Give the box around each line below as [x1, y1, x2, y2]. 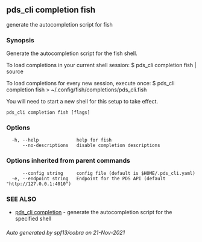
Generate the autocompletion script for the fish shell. [6, 50, 137, 57]
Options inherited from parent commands [6, 157, 131, 165]
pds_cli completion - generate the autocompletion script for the [14, 209, 172, 215]
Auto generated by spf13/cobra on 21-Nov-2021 [6, 229, 125, 236]
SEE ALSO [6, 195, 37, 203]
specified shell [14, 215, 52, 222]
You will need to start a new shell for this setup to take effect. [6, 98, 159, 105]
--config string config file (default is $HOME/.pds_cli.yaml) [22, 170, 196, 176]
